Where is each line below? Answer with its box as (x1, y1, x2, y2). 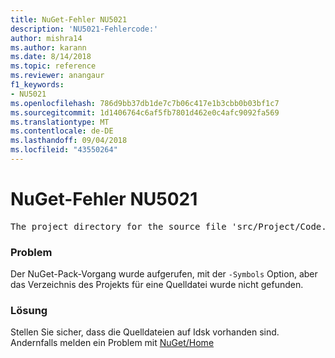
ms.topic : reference (10, 61, 97, 71)
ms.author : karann (10, 42, 87, 53)
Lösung (10, 304, 48, 318)
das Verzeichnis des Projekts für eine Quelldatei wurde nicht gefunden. (10, 279, 304, 291)
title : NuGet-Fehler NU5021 (10, 14, 128, 25)
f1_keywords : (10, 80, 65, 90)
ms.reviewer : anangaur (10, 71, 105, 81)
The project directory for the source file (10, 221, 227, 232)
